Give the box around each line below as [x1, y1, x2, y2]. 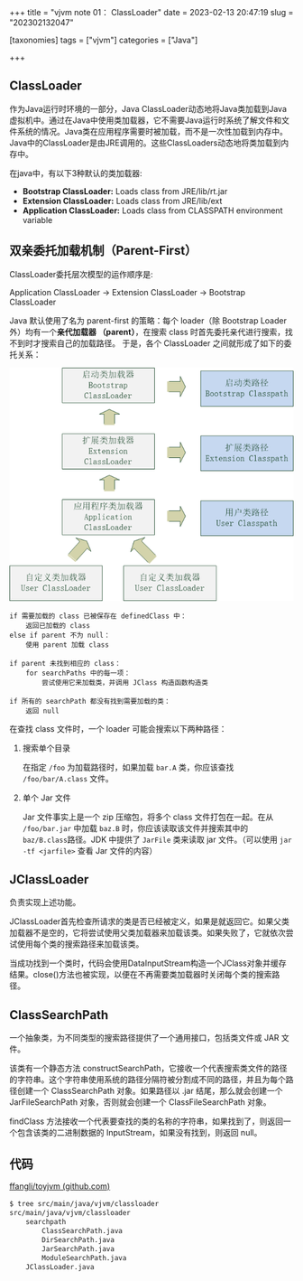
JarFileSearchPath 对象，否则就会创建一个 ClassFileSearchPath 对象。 [9, 1097, 272, 1108]
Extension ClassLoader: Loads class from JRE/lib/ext [22, 195, 223, 206]
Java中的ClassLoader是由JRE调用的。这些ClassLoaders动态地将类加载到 [9, 137, 281, 148]
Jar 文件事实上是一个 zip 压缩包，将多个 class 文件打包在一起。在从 [22, 811, 274, 822]
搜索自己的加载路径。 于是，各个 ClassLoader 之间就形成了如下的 [40, 337, 284, 349]
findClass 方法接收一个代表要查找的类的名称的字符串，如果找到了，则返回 [9, 1116, 284, 1127]
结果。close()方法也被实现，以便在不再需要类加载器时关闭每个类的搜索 [9, 969, 272, 980]
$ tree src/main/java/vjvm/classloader [9, 1199, 160, 1208]
